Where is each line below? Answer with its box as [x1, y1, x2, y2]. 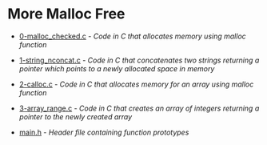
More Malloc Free [7, 5, 126, 23]
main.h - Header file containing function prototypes [18, 127, 189, 137]
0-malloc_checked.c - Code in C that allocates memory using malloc [18, 31, 247, 41]
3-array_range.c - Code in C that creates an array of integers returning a [18, 103, 260, 113]
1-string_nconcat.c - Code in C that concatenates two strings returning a [18, 55, 260, 65]
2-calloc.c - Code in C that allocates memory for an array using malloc [18, 79, 254, 89]
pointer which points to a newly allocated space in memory [18, 63, 215, 73]
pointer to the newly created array [18, 111, 133, 121]
